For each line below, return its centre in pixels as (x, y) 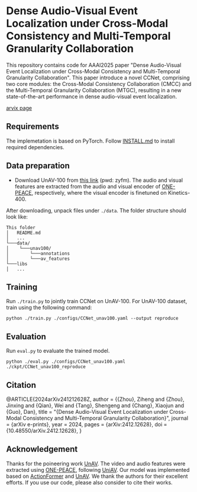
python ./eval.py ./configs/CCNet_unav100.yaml (66, 362)
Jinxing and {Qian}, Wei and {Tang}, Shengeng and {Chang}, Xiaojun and (95, 406)
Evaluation (26, 337)
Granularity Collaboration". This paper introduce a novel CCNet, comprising (98, 78)
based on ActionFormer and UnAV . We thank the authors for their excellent (97, 476)
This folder (21, 227)
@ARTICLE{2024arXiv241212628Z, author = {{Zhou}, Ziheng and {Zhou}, (95, 399)
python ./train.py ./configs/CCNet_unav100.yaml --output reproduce (92, 319)
